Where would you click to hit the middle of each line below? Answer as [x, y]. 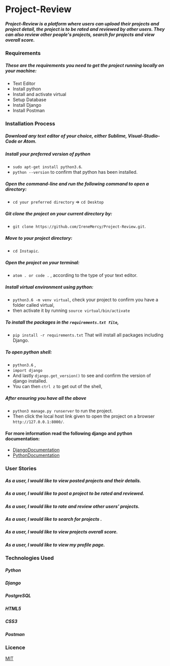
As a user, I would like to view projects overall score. [62, 532]
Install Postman [29, 111]
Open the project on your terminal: [42, 262]
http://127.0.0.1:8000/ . [38, 422]
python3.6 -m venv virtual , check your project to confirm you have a [85, 300]
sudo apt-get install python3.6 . [47, 167]
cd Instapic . [26, 251]
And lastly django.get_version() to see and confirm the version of [82, 376]
